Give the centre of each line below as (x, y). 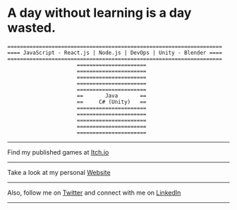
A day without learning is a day (99, 13)
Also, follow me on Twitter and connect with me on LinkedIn (94, 192)
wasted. (32, 28)
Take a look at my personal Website (59, 172)
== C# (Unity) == (111, 102)
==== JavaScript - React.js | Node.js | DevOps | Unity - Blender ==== (115, 53)
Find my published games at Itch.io (58, 152)
